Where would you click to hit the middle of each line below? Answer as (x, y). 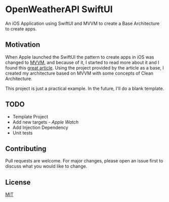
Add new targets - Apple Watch (46, 122)
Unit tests (23, 132)
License (18, 182)
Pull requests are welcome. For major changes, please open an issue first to (84, 161)
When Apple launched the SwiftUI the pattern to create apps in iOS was (80, 57)
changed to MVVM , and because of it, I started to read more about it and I (82, 62)
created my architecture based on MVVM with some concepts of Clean (79, 73)
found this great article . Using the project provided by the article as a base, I (85, 68)
